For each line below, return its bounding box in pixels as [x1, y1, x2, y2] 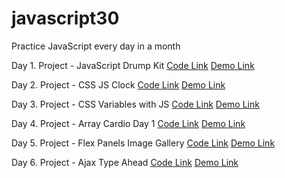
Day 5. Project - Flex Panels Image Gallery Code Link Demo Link [11, 137, 276, 149]
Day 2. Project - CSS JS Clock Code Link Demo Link [11, 78, 226, 91]
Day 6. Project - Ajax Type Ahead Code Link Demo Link [11, 156, 239, 168]
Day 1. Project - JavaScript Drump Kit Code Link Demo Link [11, 59, 255, 71]
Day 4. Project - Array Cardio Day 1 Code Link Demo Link [11, 117, 246, 129]
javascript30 [11, 7, 120, 30]
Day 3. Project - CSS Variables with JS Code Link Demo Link [11, 98, 260, 110]
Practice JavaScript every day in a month [11, 40, 181, 52]
